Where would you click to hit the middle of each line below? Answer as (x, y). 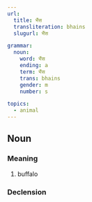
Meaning (23, 159)
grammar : (20, 46)
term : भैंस (32, 72)
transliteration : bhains (49, 27)
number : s (34, 92)
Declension (27, 192)
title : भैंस (28, 20)
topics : (18, 104)
